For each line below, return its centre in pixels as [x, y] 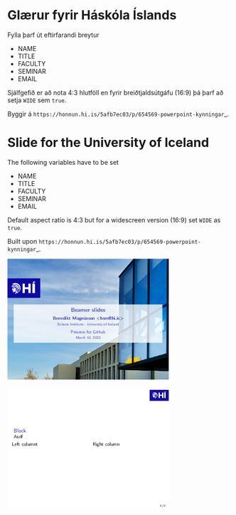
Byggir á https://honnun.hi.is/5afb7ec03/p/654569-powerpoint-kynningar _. [118, 114]
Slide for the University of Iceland [108, 143]
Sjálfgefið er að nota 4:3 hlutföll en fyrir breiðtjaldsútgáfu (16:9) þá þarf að [116, 92]
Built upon [22, 241]
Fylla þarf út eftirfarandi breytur [53, 35]
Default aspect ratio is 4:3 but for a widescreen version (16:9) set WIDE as [114, 219]
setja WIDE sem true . [37, 100]
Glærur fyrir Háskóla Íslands [92, 15]
